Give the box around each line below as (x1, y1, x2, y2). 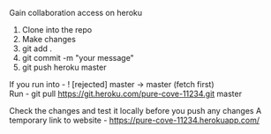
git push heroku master (21, 62, 107, 72)
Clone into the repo (21, 25, 93, 34)
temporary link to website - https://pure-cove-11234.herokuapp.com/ (9, 115, 260, 125)
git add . (21, 43, 53, 54)
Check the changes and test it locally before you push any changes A (9, 106, 262, 115)
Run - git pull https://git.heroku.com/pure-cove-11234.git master (9, 88, 243, 99)
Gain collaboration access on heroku (9, 8, 143, 18)
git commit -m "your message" (21, 53, 134, 63)
